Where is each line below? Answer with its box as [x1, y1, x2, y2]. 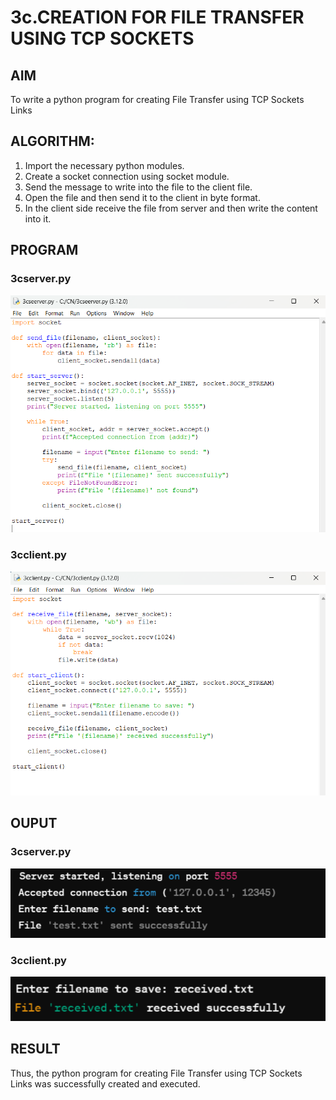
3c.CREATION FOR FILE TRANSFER [10, 6, 305, 29]
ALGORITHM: [10, 133, 95, 150]
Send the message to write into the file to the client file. [24, 181, 253, 193]
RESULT [10, 1041, 61, 1058]
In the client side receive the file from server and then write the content [24, 202, 318, 214]
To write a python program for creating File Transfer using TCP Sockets [10, 94, 305, 105]
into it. [24, 212, 52, 225]
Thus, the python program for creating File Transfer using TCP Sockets [10, 1067, 303, 1079]
